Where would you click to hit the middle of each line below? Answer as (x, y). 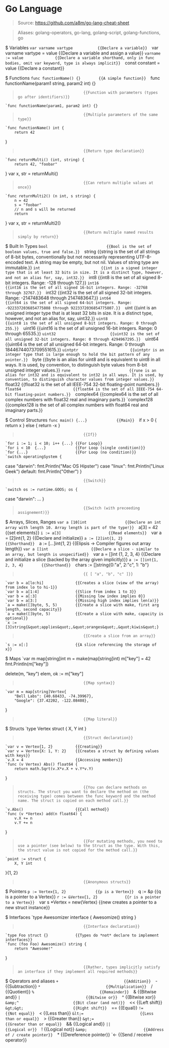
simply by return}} (38, 237)
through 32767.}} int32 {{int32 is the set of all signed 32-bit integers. (79, 292)
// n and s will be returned (45, 209)
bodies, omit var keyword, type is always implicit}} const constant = (83, 63)
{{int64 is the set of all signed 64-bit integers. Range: (69, 303)
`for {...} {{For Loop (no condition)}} (71, 452)
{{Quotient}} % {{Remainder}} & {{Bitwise (81, 991)
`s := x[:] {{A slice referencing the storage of (81, 645)
